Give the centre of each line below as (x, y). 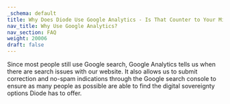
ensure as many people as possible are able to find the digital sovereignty (111, 86)
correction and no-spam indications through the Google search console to (112, 79)
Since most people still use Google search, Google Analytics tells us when (111, 64)
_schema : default (32, 13)
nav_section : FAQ (32, 32)
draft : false (26, 45)
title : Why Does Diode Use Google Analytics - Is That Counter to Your (111, 20)
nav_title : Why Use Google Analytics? (62, 26)
